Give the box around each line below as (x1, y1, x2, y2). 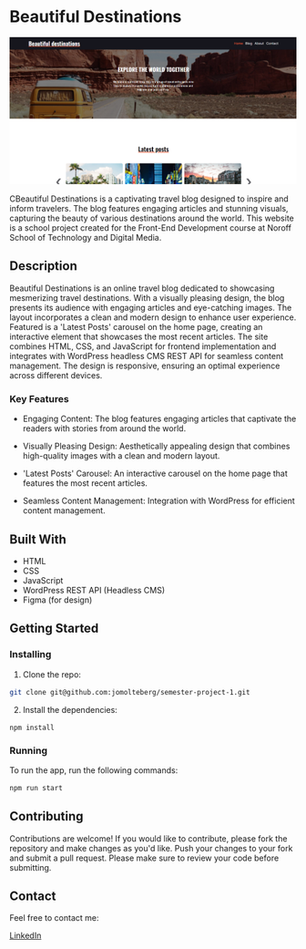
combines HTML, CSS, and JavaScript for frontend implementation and (9, 340, 277, 352)
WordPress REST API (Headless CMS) (22, 585, 166, 596)
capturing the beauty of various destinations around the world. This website (9, 212, 294, 224)
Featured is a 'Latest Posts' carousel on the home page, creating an (9, 321, 263, 332)
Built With (9, 531, 66, 547)
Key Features (9, 392, 70, 405)
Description (9, 258, 77, 274)
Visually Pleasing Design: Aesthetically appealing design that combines (22, 440, 291, 452)
